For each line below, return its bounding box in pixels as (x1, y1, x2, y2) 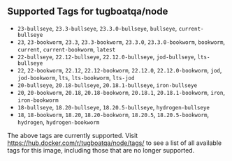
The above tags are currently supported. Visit (7, 131, 138, 139)
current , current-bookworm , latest (17, 45, 116, 53)
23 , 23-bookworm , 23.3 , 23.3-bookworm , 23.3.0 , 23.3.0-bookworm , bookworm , (17, 38, 226, 46)
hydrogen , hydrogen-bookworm (17, 118, 100, 126)
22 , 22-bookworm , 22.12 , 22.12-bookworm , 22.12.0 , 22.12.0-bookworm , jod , (17, 66, 222, 74)
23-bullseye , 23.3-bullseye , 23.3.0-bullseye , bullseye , (17, 24, 177, 32)
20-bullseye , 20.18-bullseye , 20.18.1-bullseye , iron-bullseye (17, 80, 198, 89)
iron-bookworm (17, 97, 59, 104)
